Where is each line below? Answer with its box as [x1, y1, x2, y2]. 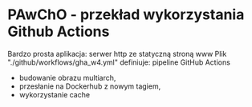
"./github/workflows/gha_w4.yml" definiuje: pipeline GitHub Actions [7, 57, 230, 67]
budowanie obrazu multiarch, [18, 73, 116, 82]
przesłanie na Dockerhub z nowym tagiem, [18, 81, 161, 91]
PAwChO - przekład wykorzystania [7, 6, 245, 24]
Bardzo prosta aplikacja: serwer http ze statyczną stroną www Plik [7, 49, 227, 58]
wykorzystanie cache [18, 89, 90, 99]
